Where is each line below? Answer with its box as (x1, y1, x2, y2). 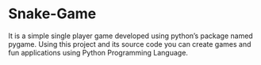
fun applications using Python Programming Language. (8, 48, 189, 57)
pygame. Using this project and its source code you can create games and (8, 39, 251, 48)
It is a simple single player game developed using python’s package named (8, 31, 254, 40)
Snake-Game (8, 5, 97, 23)
